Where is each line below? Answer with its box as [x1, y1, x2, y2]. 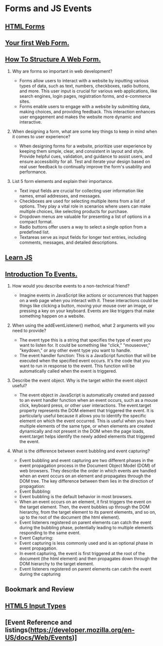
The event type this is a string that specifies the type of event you [19, 337, 151, 343]
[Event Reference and [5, 618, 72, 627]
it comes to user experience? [12, 133, 71, 139]
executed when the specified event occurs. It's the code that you [19, 358, 150, 363]
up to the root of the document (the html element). [19, 514, 121, 520]
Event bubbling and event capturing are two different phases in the [19, 457, 154, 463]
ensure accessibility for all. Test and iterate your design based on [19, 159, 150, 164]
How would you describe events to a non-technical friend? [12, 283, 130, 288]
